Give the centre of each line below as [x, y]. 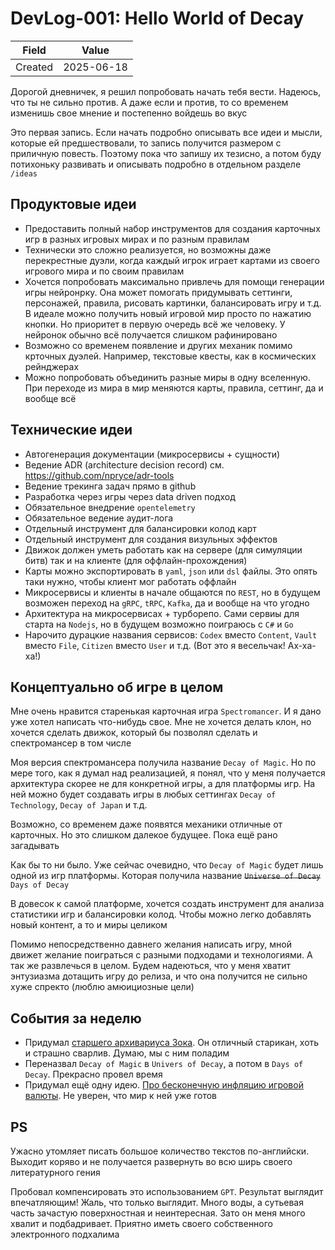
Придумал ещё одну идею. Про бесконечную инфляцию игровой [164, 1085]
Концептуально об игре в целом [117, 687]
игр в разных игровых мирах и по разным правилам [137, 239]
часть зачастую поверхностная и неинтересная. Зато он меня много [158, 1213]
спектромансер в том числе [71, 743]
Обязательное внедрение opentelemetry [110, 507]
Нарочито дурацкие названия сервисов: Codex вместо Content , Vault [171, 634]
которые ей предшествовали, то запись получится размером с [146, 143]
